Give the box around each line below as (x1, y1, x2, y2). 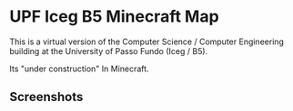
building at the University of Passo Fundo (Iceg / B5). (9, 45, 208, 56)
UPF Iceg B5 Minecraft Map (9, 6, 220, 27)
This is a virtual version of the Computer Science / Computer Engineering (9, 36, 285, 47)
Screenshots (9, 89, 84, 105)
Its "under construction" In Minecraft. (9, 63, 149, 74)
